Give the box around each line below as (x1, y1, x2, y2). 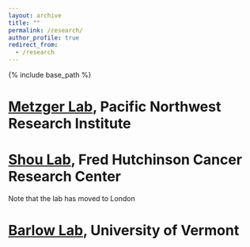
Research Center (8, 168, 121, 186)
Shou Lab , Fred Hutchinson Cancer (8, 151, 243, 169)
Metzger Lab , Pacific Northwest (8, 98, 222, 116)
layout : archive (8, 11, 62, 20)
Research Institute (8, 115, 132, 133)
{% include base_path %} (8, 70, 92, 79)
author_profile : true (8, 33, 80, 42)
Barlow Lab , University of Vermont (8, 222, 240, 240)
